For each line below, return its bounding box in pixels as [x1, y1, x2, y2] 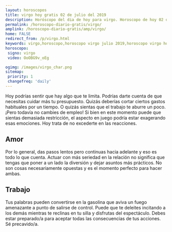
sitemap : [5, 69, 24, 74]
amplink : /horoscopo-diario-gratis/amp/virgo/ [5, 27, 106, 32]
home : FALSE [5, 31, 31, 36]
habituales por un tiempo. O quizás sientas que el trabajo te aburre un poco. [5, 104, 166, 110]
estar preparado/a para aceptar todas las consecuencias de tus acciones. [5, 215, 161, 221]
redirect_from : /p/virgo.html [5, 36, 70, 42]
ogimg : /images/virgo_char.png [5, 65, 72, 70]
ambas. [5, 170, 21, 177]
